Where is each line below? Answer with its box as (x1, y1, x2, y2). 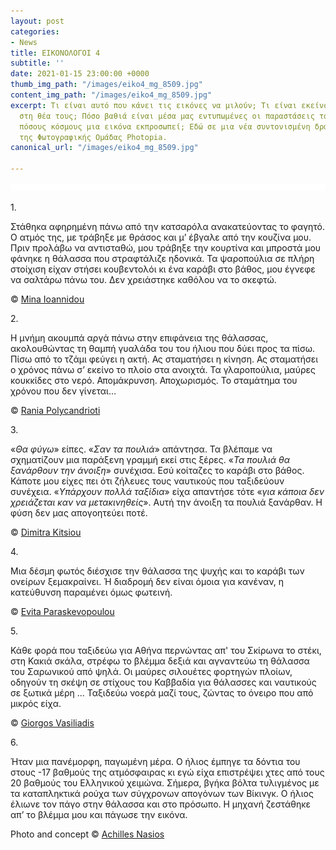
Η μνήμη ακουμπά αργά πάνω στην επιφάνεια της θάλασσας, (10, 332, 269, 344)
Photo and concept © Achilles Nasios (10, 828, 165, 840)
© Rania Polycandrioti (10, 405, 101, 416)
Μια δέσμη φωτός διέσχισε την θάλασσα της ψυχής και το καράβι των (10, 565, 305, 577)
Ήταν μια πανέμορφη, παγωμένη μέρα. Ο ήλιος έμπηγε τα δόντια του (10, 756, 301, 767)
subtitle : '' (10, 58, 65, 69)
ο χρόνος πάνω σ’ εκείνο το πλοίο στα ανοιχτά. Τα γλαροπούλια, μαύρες (10, 364, 316, 375)
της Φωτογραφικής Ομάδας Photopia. (19, 132, 168, 142)
